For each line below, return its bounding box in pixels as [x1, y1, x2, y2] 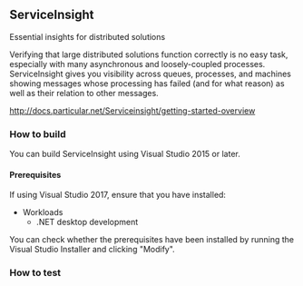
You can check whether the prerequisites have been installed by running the [9, 234, 295, 245]
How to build [9, 127, 66, 140]
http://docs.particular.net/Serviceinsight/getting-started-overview [9, 104, 256, 116]
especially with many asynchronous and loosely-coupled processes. [9, 58, 266, 69]
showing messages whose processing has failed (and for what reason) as [9, 77, 285, 89]
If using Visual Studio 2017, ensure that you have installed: [9, 190, 227, 201]
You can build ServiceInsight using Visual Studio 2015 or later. [9, 149, 240, 160]
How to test [9, 267, 62, 280]
